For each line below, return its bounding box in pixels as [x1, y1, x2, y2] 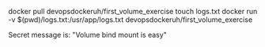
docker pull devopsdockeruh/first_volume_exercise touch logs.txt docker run [8, 7, 258, 16]
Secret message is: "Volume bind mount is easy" [8, 31, 168, 39]
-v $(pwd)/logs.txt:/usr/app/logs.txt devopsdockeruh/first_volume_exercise [8, 15, 253, 24]
